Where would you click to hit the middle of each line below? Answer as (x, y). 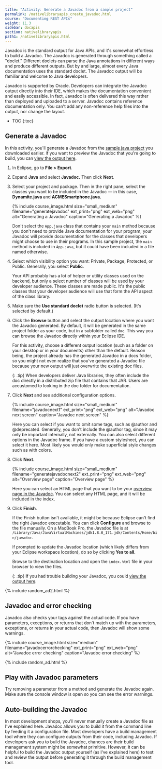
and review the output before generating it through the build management (78, 757)
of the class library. (31, 296)
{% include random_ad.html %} (36, 662)
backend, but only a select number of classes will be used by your (78, 281)
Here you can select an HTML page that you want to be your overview (82, 488)
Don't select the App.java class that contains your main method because (84, 226)
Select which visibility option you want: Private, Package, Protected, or (82, 261)
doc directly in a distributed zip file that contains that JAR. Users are (80, 380)
